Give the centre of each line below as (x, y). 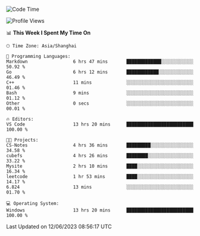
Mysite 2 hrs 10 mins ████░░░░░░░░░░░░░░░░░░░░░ (100, 166)
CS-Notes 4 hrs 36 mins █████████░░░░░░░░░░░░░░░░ (100, 145)
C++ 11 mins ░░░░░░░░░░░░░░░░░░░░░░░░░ (100, 82)
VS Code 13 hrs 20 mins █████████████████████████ (100, 124)
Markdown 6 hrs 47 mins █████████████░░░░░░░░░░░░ (100, 62)
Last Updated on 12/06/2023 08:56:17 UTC (59, 226)
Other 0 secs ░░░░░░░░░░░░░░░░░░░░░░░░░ (100, 103)
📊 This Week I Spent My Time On (48, 33)
